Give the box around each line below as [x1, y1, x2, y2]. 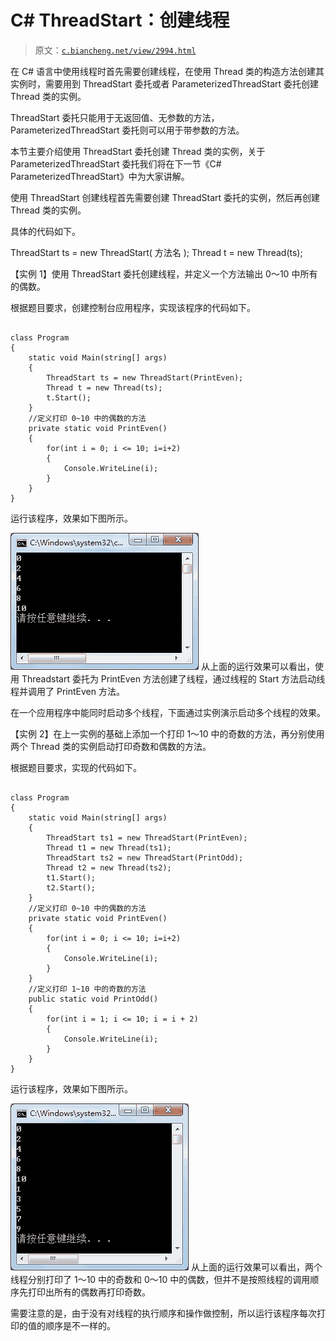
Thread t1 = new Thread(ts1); [46, 842, 172, 853]
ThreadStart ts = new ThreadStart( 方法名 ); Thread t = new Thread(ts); [10, 246, 303, 258]
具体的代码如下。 [10, 225, 81, 237]
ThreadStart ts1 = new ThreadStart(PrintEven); [46, 832, 248, 843]
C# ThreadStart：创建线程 [10, 9, 230, 32]
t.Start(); [46, 392, 92, 403]
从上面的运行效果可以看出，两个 [190, 1261, 323, 1273]
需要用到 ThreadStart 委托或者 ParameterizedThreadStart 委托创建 [44, 77, 320, 90]
